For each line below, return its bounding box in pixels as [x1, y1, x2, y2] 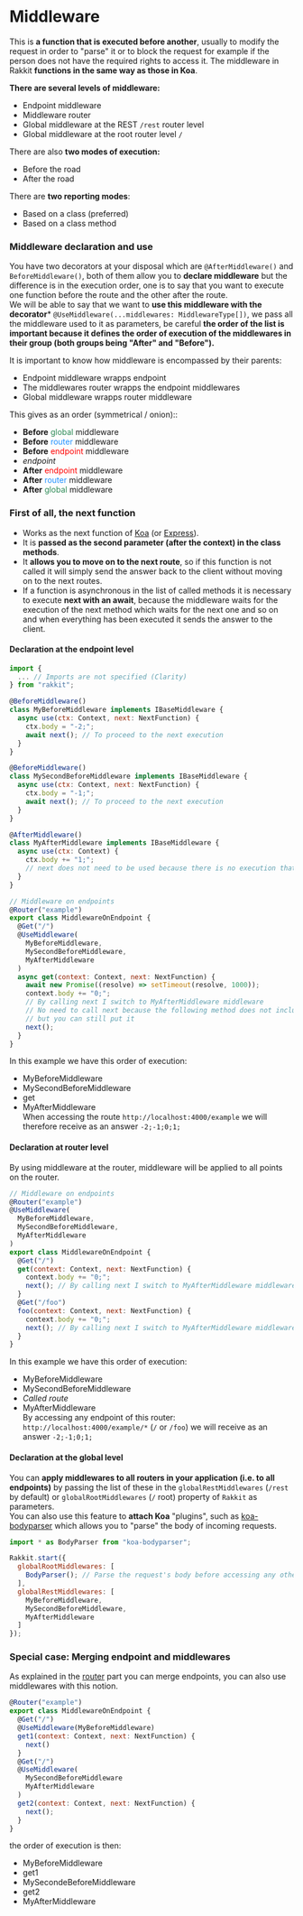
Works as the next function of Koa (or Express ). [22, 527, 199, 538]
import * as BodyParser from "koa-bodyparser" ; [9, 1537, 192, 1547]
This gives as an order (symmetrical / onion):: [9, 409, 179, 421]
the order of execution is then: [9, 1840, 122, 1851]
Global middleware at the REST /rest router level [22, 119, 205, 130]
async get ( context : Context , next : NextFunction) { [17, 972, 216, 981]
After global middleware [22, 485, 114, 495]
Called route [22, 1393, 69, 1404]
